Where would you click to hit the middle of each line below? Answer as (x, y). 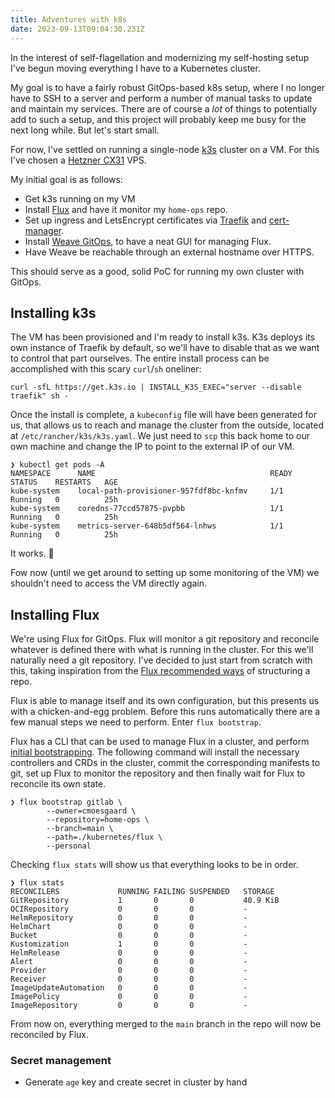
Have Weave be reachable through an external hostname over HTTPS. (169, 252)
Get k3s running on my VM (80, 198)
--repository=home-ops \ (98, 820)
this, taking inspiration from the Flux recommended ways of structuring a (160, 671)
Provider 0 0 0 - (129, 971)
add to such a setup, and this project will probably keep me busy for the (158, 119)
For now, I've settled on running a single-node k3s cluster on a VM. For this (165, 149)
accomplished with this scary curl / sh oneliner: (106, 369)
